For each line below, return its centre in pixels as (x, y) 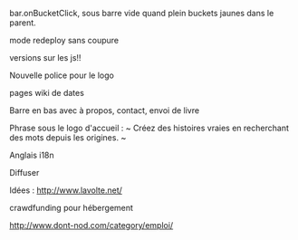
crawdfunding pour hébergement (72, 208)
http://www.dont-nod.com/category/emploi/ (91, 225)
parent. (23, 23)
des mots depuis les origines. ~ (68, 138)
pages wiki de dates (47, 93)
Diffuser (24, 173)
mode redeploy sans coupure (64, 40)
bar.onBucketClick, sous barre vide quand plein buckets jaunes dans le (142, 13)
